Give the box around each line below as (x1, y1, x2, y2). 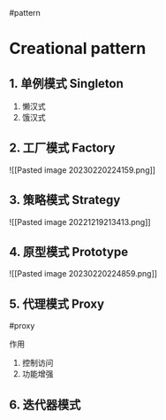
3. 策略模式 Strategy (9, 192, 121, 207)
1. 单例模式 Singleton (9, 75, 124, 91)
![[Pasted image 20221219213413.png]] (9, 216, 152, 227)
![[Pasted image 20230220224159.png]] (9, 164, 156, 175)
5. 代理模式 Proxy (9, 296, 104, 311)
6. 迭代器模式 (9, 397, 81, 412)
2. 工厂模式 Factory (9, 141, 116, 156)
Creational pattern (9, 39, 147, 58)
